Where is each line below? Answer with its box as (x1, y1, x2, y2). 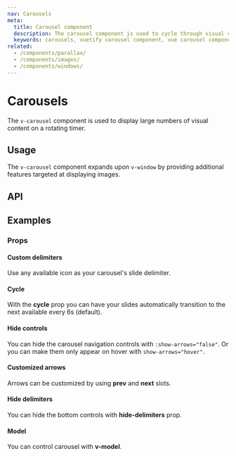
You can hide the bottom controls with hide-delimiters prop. (7, 411, 183, 419)
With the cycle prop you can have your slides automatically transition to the (7, 300, 226, 309)
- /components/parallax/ (13, 50, 86, 57)
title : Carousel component (13, 23, 93, 30)
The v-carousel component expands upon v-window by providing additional (7, 163, 224, 171)
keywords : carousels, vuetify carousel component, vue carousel (13, 37, 206, 44)
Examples (7, 215, 51, 227)
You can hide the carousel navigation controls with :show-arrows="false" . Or (7, 339, 229, 348)
